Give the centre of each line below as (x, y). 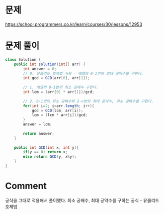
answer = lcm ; (38, 124)
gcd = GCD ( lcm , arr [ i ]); (57, 110)
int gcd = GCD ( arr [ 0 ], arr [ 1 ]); (57, 78)
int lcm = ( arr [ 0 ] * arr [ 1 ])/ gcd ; (59, 92)
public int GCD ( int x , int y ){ (46, 147)
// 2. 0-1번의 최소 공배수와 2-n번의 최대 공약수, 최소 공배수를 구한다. (88, 101)
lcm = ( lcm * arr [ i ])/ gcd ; (60, 115)
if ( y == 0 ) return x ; (45, 152)
